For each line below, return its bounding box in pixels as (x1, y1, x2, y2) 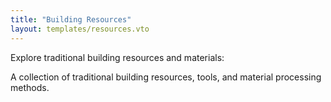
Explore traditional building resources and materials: (10, 51, 225, 63)
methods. (10, 81, 50, 93)
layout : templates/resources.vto (10, 24, 150, 34)
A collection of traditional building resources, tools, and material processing (10, 71, 322, 83)
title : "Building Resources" (10, 14, 132, 25)
